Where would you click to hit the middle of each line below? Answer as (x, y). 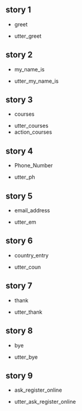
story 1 (18, 10)
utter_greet (28, 36)
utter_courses (31, 126)
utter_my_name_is (37, 81)
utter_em (25, 222)
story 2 (19, 55)
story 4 (19, 151)
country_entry (31, 255)
